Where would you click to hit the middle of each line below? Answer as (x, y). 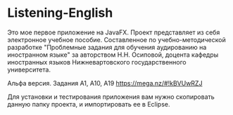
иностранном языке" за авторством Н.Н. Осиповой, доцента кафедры (113, 55)
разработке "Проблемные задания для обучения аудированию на (107, 47)
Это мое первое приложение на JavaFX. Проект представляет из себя (114, 32)
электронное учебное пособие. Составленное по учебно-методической (117, 39)
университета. (29, 69)
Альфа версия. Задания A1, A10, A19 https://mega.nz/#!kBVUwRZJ (105, 83)
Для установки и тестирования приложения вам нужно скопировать (111, 97)
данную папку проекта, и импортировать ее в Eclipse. (89, 104)
